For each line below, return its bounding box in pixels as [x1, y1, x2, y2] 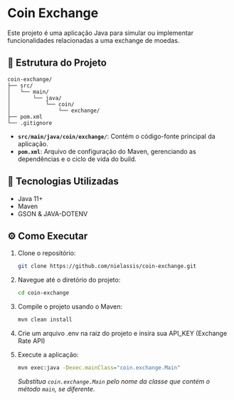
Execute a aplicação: [17, 351, 79, 359]
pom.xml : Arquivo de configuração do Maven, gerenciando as [17, 147, 197, 155]
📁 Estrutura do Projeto [7, 57, 107, 69]
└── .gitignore [7, 119, 53, 126]
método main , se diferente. [17, 384, 95, 393]
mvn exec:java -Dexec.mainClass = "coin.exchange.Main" [17, 364, 181, 371]
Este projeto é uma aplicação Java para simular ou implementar [7, 29, 194, 37]
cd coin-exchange [17, 289, 70, 297]
